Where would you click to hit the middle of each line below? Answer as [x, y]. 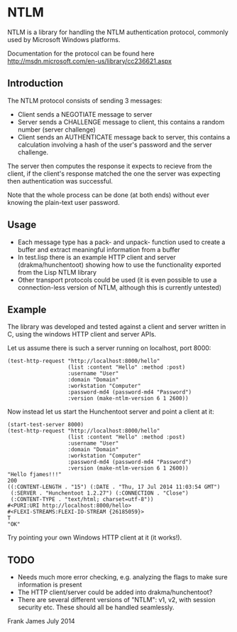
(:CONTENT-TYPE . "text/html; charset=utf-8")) [82, 500]
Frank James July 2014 [42, 621]
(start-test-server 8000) [45, 425]
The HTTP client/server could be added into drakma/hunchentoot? [115, 592]
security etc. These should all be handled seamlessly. [96, 607]
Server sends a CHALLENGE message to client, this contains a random [121, 122]
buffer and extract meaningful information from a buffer [99, 249]
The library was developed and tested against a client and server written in [117, 327]
